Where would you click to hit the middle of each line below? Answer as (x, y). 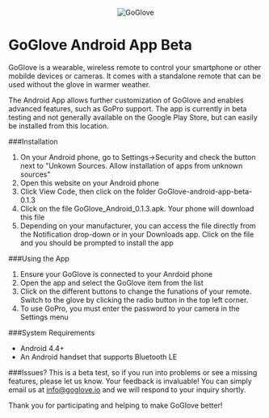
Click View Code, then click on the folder (88, 191)
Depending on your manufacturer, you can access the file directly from (138, 225)
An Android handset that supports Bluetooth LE (99, 357)
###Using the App (39, 258)
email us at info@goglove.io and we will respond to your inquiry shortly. (127, 389)
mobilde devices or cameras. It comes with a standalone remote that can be (134, 76)
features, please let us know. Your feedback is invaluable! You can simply (130, 381)
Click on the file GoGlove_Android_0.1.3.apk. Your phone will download (137, 208)
